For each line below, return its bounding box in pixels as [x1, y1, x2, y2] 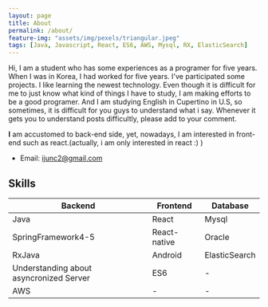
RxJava [12, 249, 40, 260]
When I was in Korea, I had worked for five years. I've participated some [8, 72, 246, 81]
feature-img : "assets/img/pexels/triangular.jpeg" [8, 33, 180, 42]
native [152, 236, 175, 247]
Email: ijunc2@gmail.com [19, 153, 103, 163]
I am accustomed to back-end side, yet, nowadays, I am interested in [8, 129, 235, 140]
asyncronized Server [12, 272, 90, 283]
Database [211, 200, 249, 211]
